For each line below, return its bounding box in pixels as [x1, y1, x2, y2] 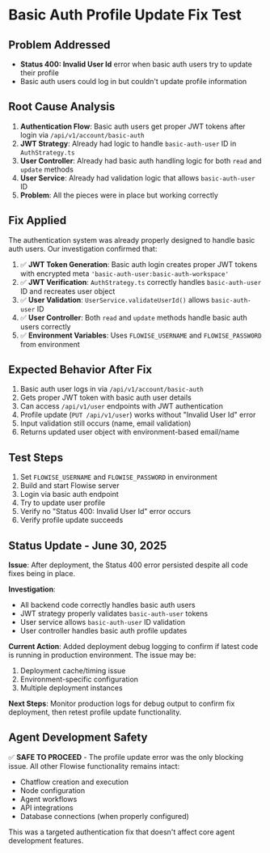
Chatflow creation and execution [19, 777, 129, 787]
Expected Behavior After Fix [8, 363, 152, 377]
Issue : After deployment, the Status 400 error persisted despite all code [8, 560, 248, 570]
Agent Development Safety [8, 731, 148, 745]
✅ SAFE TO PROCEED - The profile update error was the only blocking [8, 752, 244, 762]
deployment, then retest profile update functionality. [8, 707, 182, 717]
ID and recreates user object [19, 286, 116, 296]
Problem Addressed [8, 38, 111, 52]
